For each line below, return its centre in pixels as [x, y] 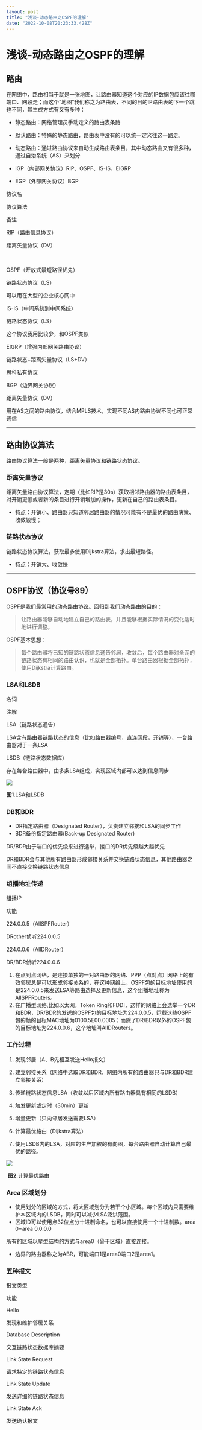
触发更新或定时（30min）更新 [52, 1105]
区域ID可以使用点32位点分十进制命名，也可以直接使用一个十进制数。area [105, 1222]
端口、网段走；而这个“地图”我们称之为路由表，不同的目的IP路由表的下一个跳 [101, 102]
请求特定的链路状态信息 [35, 1372]
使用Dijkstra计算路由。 [49, 667]
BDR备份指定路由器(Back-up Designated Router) [75, 834]
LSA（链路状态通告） [32, 724]
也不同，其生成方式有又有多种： [46, 110]
